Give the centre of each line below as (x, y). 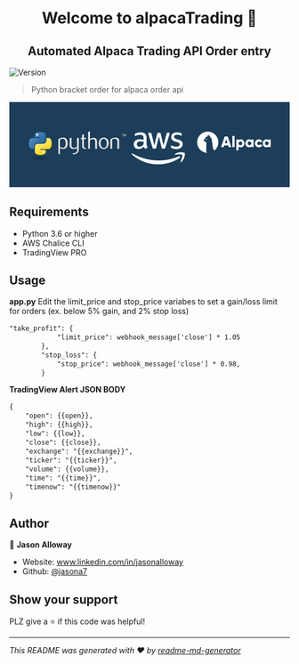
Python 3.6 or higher (60, 233)
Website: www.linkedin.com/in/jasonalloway (103, 562)
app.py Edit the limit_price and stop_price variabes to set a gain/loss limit (144, 302)
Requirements (49, 212)
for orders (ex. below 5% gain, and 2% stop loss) (99, 312)
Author (29, 523)
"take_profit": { (41, 328)
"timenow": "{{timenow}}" (73, 487)
